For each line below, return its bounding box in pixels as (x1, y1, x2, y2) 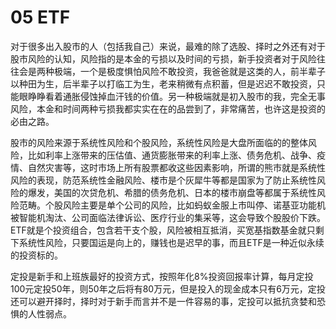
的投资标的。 (10, 249, 63, 261)
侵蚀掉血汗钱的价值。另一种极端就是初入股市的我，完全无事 (79, 90, 326, 102)
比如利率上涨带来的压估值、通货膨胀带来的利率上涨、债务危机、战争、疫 (27, 149, 326, 161)
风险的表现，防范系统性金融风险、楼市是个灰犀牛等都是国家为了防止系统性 (10, 174, 317, 186)
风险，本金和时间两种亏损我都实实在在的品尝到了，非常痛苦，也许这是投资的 (10, 102, 326, 115)
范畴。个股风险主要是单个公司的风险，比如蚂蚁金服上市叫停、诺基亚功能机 (18, 199, 326, 211)
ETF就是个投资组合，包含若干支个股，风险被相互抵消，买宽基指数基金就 (10, 224, 307, 236)
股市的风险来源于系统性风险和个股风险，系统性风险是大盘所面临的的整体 (10, 136, 308, 148)
